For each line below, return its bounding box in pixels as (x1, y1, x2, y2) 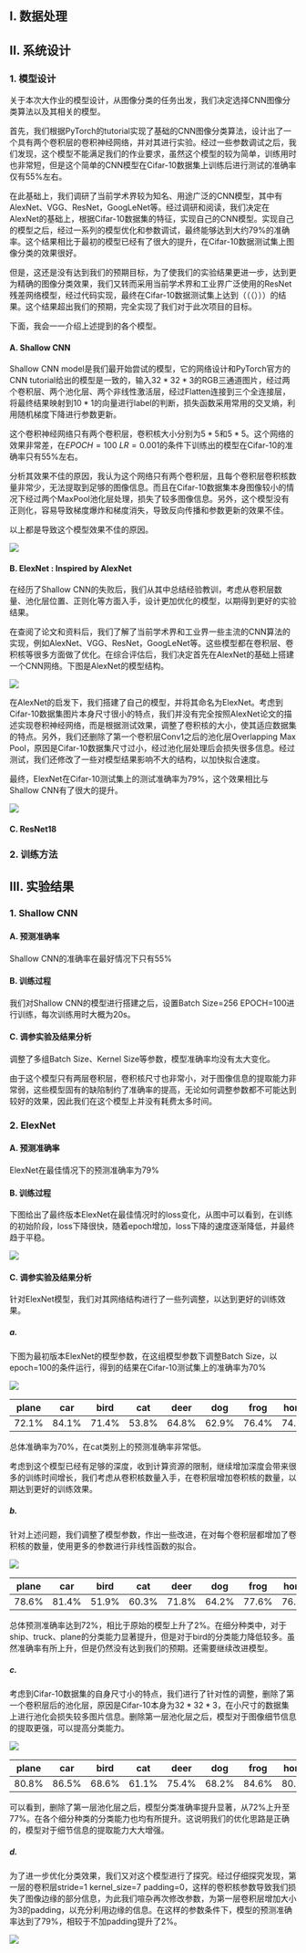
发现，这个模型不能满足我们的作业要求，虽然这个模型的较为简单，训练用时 (16, 149, 297, 160)
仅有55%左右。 (9, 172, 67, 183)
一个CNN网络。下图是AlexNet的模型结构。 (9, 661, 169, 672)
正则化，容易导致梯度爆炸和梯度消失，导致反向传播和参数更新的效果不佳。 (9, 505, 289, 516)
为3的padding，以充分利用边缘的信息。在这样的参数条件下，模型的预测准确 (9, 1905, 293, 1916)
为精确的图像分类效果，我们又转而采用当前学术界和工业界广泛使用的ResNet (9, 278, 292, 289)
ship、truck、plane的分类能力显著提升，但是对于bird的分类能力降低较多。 (9, 1632, 288, 1643)
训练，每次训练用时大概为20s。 (16, 1008, 136, 1019)
